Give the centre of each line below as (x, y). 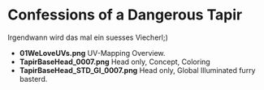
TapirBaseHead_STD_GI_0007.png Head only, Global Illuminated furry (137, 70)
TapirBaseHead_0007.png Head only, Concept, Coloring (115, 62)
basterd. (33, 79)
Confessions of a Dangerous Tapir (125, 15)
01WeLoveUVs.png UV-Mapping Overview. (92, 53)
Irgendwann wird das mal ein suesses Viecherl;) (88, 37)
